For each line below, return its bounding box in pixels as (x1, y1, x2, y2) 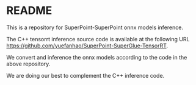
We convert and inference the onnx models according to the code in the (6, 53, 187, 61)
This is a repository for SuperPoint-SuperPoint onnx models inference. (6, 24, 183, 31)
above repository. (6, 60, 51, 67)
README (6, 4, 53, 18)
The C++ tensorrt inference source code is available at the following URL (6, 35, 190, 42)
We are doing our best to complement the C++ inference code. (6, 72, 165, 79)
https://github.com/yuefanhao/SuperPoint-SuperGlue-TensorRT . (6, 42, 169, 49)
